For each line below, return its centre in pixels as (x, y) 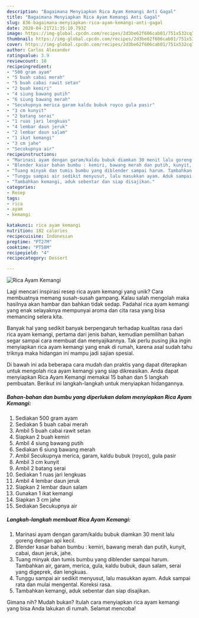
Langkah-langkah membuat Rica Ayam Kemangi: (69, 519)
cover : (15, 45)
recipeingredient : (29, 66)
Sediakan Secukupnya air (46, 506)
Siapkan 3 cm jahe (38, 500)
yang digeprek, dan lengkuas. (51, 572)
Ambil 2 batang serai (40, 468)
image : (15, 34)
